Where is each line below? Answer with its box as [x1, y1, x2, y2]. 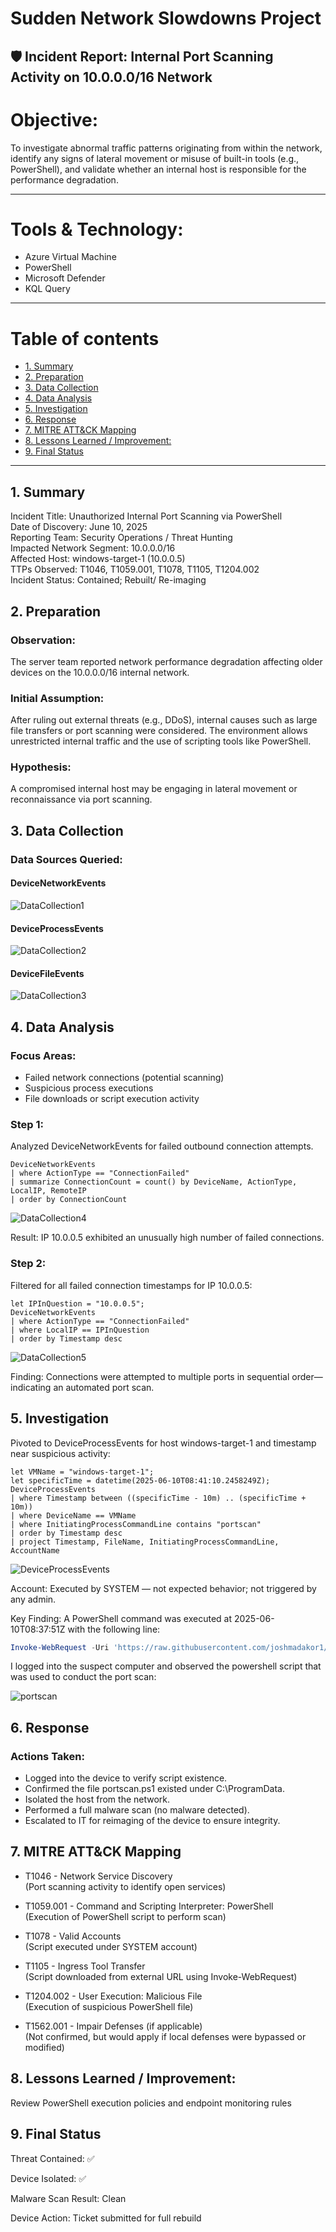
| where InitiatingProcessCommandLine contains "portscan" [10, 1519, 262, 1529]
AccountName [10, 1545, 60, 1556]
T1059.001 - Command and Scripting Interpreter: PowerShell [24, 1900, 274, 1912]
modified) [24, 2041, 65, 2053]
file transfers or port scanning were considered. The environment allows [10, 725, 308, 737]
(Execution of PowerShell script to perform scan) [24, 1910, 227, 1922]
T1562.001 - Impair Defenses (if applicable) [24, 2020, 203, 2032]
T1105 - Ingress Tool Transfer [24, 1960, 146, 1972]
